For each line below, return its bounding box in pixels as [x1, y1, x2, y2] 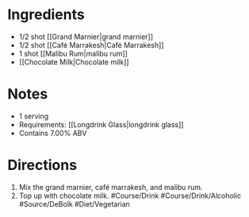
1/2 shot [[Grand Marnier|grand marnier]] [18, 32, 154, 41]
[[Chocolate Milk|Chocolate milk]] [18, 57, 129, 67]
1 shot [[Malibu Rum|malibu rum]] [18, 48, 128, 58]
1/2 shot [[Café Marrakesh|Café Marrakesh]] [18, 40, 164, 49]
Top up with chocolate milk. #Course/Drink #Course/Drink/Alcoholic [18, 191, 242, 200]
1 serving [18, 111, 49, 121]
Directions [7, 157, 77, 174]
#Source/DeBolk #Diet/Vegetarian [18, 199, 130, 208]
